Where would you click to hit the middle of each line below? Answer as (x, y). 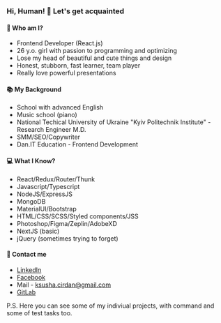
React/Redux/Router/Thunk (56, 179)
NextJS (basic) (38, 231)
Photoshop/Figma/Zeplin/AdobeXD (67, 223)
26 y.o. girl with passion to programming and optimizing (97, 51)
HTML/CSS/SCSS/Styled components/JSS (77, 216)
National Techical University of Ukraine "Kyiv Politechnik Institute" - (114, 122)
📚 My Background (34, 89)
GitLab (26, 292)
